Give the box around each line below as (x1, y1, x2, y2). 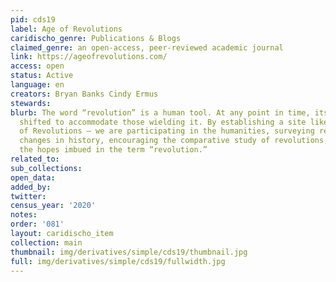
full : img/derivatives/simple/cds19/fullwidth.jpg (10, 256, 226, 266)
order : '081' (10, 219, 65, 230)
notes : (10, 210, 38, 220)
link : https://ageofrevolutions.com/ (10, 52, 168, 62)
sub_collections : (10, 163, 83, 173)
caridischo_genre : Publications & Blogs (10, 33, 182, 43)
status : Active (10, 71, 74, 81)
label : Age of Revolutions (10, 24, 123, 34)
